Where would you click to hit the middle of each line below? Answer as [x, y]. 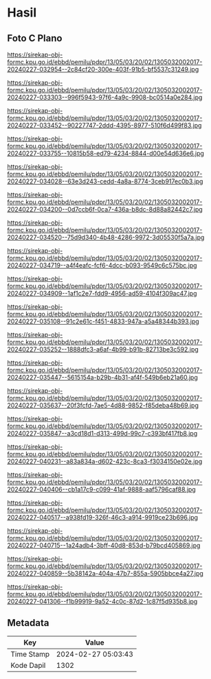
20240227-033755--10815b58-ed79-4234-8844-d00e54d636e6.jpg [106, 153]
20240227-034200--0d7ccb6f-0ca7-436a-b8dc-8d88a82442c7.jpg [105, 209]
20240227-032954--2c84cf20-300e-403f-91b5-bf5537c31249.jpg [103, 69]
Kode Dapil [28, 665]
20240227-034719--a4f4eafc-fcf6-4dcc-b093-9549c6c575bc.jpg [102, 265]
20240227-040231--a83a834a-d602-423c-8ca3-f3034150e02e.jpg [105, 461]
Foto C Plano [35, 38]
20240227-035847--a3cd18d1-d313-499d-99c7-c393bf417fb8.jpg [102, 433]
